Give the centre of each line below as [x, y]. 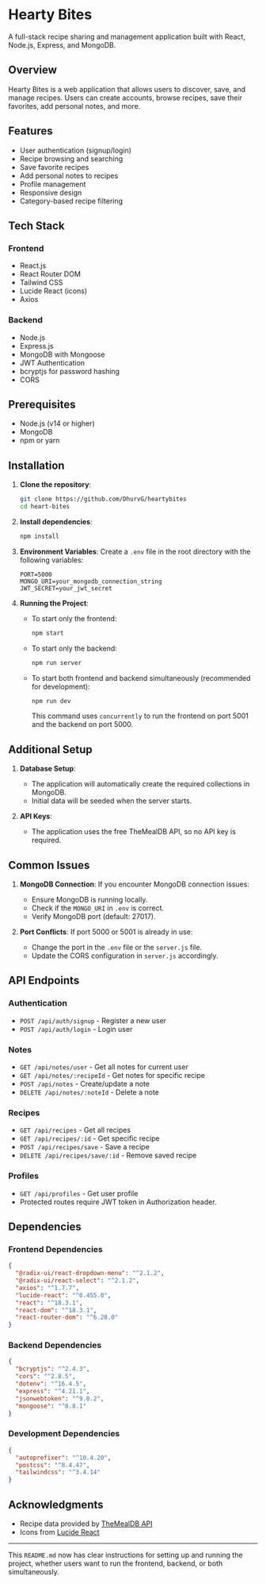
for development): [61, 686]
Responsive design [51, 192]
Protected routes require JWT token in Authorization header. [118, 1202]
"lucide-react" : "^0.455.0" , [63, 1295]
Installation [36, 465]
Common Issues [49, 865]
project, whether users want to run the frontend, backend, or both [116, 1563]
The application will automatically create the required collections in [141, 784]
